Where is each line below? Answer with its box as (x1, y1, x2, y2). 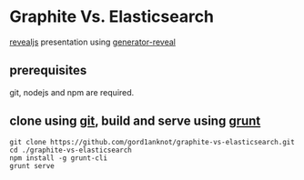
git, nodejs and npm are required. (9, 86, 135, 97)
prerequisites (9, 63, 87, 78)
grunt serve (9, 161, 55, 170)
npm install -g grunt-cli (9, 153, 107, 163)
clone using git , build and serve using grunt (9, 114, 261, 129)
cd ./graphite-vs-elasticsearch (9, 145, 132, 155)
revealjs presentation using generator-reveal (9, 36, 176, 47)
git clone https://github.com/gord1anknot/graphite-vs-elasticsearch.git (9, 137, 296, 146)
